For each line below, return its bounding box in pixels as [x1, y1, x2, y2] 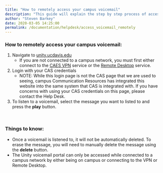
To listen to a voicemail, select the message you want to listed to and [12, 99, 150, 104]
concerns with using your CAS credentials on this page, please [19, 88, 145, 94]
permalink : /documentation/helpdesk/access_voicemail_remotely [5, 25, 136, 30]
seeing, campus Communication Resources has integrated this [19, 78, 145, 84]
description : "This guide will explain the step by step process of [5, 12, 147, 17]
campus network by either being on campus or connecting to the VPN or [12, 157, 158, 163]
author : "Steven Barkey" [5, 16, 55, 21]
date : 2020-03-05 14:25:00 [5, 20, 60, 26]
